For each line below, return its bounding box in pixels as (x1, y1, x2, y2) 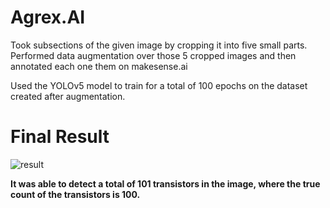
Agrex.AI (10, 6, 86, 29)
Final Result (10, 126, 110, 148)
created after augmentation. (10, 90, 126, 102)
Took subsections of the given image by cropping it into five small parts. (10, 39, 308, 51)
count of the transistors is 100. (10, 188, 141, 200)
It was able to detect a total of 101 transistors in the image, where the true (10, 177, 321, 190)
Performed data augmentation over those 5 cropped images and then (10, 49, 297, 61)
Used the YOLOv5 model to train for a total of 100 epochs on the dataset (10, 79, 308, 91)
